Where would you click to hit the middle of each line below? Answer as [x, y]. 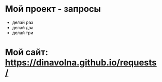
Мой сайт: [27, 52]
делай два [23, 27]
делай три [23, 33]
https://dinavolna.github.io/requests [81, 63]
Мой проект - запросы [53, 9]
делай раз [22, 22]
